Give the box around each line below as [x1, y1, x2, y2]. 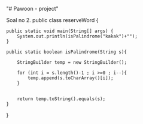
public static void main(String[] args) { [6, 28, 114, 34]
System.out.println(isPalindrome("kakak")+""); [17, 33, 138, 39]
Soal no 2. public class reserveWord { [6, 17, 99, 23]
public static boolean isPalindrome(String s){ [6, 49, 127, 55]
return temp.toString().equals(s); [17, 96, 106, 102]
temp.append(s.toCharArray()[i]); [28, 75, 114, 81]
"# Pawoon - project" [6, 5, 59, 12]
